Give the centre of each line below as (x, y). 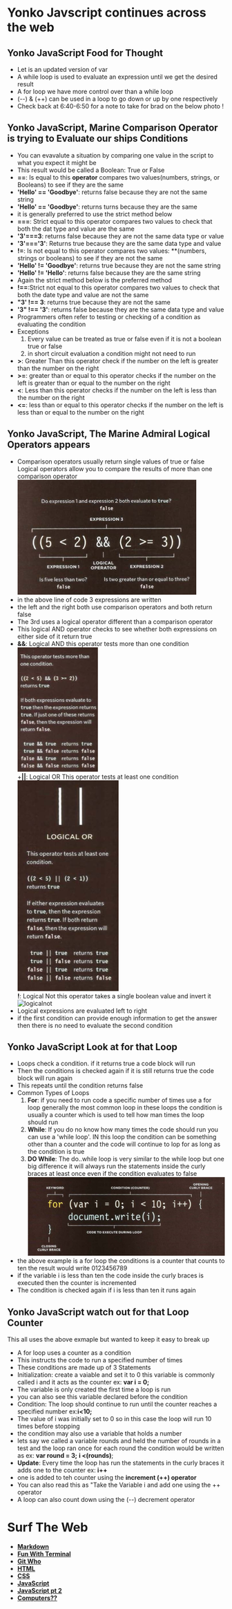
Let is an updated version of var (62, 69)
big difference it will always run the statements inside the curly (116, 1166)
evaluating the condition (51, 324)
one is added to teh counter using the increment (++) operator (107, 1478)
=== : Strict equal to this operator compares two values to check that (115, 221)
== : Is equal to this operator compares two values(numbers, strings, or (118, 177)
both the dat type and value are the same (76, 229)
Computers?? (37, 1598)
